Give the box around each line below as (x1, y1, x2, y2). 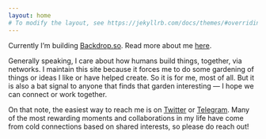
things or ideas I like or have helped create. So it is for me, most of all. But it (8, 73, 255, 82)
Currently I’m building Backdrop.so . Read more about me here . (8, 40, 212, 50)
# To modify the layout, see (8, 19, 104, 27)
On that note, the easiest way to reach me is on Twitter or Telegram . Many (8, 104, 250, 115)
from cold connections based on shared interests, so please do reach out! (8, 122, 249, 131)
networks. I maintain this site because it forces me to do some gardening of (8, 64, 255, 73)
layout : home (8, 11, 51, 20)
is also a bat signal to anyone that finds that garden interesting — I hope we (8, 81, 255, 91)
